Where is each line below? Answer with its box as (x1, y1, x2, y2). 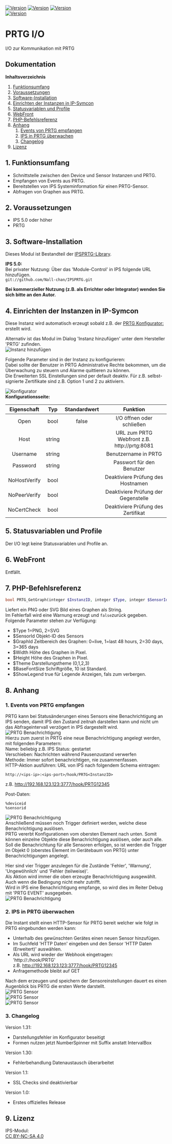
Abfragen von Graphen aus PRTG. (12, 188, 84, 195)
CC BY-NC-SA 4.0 (5, 1133, 44, 1139)
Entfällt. (5, 569, 21, 575)
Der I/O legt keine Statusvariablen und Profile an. (5, 540, 109, 547)
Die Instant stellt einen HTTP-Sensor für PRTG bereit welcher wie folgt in (5, 920, 159, 926)
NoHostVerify (8, 477, 41, 483)
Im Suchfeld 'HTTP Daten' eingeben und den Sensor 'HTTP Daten (12, 941, 152, 947)
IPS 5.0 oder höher (12, 217, 53, 223)
